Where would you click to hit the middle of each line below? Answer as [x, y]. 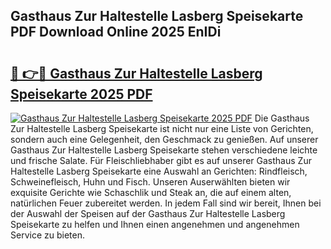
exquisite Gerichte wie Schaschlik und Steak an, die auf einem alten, [151, 192]
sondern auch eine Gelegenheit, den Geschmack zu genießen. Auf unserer [164, 139]
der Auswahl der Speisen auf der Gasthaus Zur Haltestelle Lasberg [148, 213]
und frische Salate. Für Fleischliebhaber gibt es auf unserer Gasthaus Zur [161, 160]
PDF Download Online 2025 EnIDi [116, 32]
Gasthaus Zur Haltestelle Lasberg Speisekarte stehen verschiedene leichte [164, 150]
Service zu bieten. [47, 235]
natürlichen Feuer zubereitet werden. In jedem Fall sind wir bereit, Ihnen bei [166, 203]
